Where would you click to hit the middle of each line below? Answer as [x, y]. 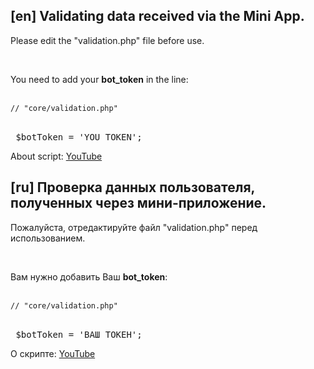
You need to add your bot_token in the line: [99, 79]
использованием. [48, 238]
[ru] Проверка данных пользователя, [132, 187]
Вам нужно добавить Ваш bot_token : [89, 276]
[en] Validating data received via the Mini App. [157, 16]
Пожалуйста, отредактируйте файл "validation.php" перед [134, 227]
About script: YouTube [56, 156]
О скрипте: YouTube [53, 353]
